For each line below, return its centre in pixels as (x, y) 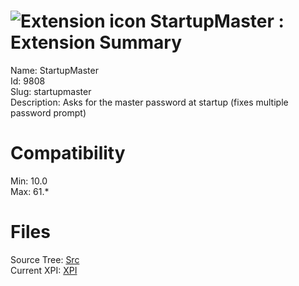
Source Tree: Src (45, 259)
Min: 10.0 (29, 181)
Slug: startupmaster (51, 91)
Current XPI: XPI (44, 270)
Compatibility (68, 153)
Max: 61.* (30, 191)
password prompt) (48, 112)
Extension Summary (96, 42)
